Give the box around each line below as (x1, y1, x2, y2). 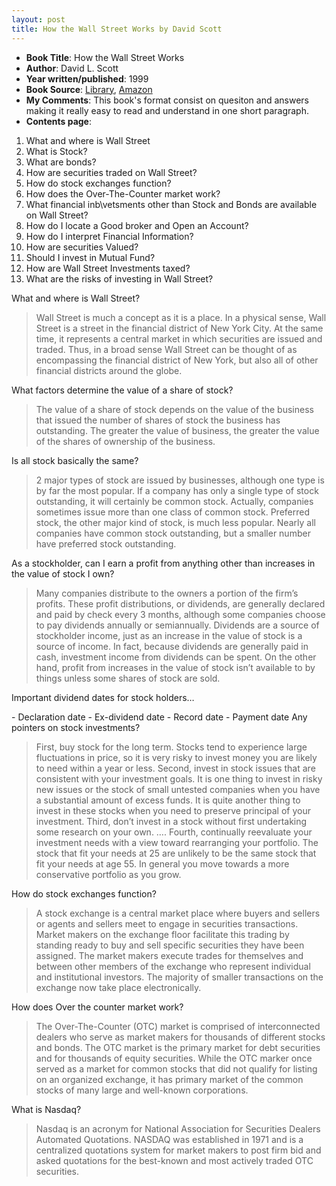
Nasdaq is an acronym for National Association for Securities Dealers (35, 1122, 321, 1135)
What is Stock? (25, 145, 88, 157)
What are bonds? (25, 156, 97, 168)
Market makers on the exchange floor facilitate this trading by (35, 928, 290, 940)
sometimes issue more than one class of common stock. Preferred (35, 506, 310, 518)
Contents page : (25, 115, 93, 127)
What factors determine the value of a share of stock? (11, 384, 234, 396)
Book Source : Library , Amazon (25, 83, 153, 95)
